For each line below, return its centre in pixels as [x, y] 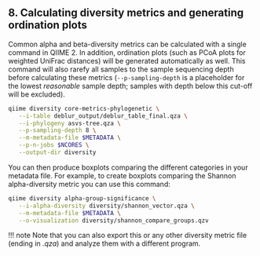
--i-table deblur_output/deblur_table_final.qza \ [103, 116]
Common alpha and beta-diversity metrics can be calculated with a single [128, 44]
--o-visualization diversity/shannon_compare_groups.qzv [114, 220]
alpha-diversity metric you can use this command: [89, 184]
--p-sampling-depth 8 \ [57, 130]
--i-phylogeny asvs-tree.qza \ [70, 123]
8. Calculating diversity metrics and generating [126, 13]
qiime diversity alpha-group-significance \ [82, 198]
